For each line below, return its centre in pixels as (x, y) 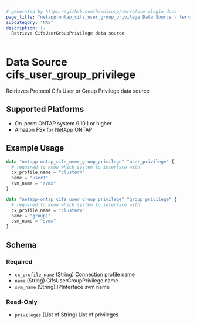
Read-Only (22, 302)
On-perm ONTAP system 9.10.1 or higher (63, 123)
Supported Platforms (45, 109)
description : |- (26, 28)
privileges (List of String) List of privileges (67, 315)
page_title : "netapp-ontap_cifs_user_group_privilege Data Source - (91, 17)
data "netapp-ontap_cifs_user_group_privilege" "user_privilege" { (90, 162)
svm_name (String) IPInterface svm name (62, 287)
